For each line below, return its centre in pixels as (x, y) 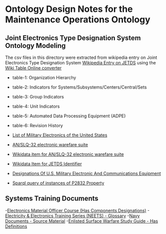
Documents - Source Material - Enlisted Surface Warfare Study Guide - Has (82, 221)
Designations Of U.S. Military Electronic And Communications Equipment (86, 173)
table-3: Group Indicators (38, 97)
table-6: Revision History (38, 125)
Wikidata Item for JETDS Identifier (47, 164)
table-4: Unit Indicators (36, 106)
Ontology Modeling (35, 46)
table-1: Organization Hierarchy (44, 77)
